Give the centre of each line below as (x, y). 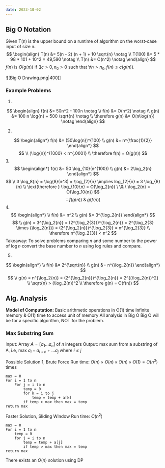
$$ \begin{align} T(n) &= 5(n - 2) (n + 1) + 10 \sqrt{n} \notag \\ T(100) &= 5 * (83, 54)
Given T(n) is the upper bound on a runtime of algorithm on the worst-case (81, 41)
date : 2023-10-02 (23, 10)
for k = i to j (39, 393)
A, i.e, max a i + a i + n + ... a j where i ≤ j (43, 351)
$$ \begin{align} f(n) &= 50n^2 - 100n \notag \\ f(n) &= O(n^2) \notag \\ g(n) (83, 110)
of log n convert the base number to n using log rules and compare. (74, 246)
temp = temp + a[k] (52, 398)
